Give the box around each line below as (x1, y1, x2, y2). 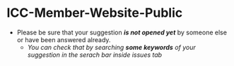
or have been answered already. (16, 35, 111, 44)
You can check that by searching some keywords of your (27, 43, 196, 51)
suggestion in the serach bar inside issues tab (27, 51, 163, 59)
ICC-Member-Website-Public (6, 5, 183, 21)
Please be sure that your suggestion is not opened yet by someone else (16, 28, 228, 37)
